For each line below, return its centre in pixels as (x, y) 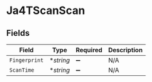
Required (89, 50)
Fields (18, 33)
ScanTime (22, 70)
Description (125, 50)
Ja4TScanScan (46, 11)
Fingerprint (27, 60)
